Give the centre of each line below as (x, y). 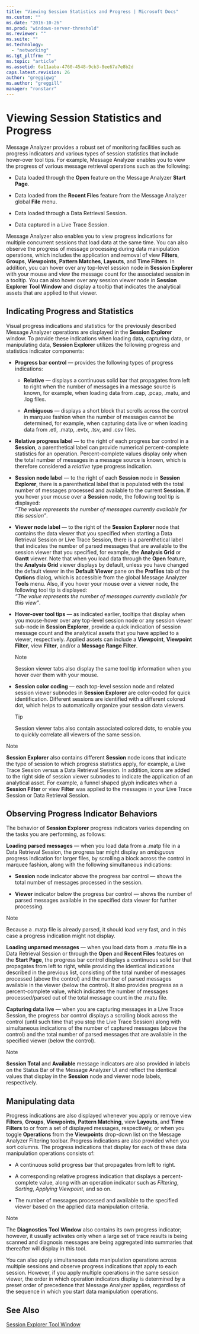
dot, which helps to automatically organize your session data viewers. (99, 705)
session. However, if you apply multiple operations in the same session (93, 1273)
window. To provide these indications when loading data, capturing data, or (98, 338)
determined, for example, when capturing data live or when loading (105, 423)
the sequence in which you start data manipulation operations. (82, 1292)
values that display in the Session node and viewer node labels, (84, 1076)
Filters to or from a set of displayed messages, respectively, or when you (95, 1128)
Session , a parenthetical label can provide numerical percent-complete (102, 447)
